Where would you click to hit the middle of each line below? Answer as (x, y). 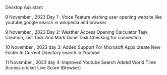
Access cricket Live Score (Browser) (43, 68)
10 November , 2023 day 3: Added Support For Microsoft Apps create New (83, 47)
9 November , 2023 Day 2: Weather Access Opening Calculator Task (76, 32)
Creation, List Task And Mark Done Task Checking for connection (73, 38)
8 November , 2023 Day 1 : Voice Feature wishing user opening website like (84, 17)
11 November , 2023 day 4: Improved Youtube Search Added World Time (81, 62)
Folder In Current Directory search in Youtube (52, 53)
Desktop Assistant (24, 7)
